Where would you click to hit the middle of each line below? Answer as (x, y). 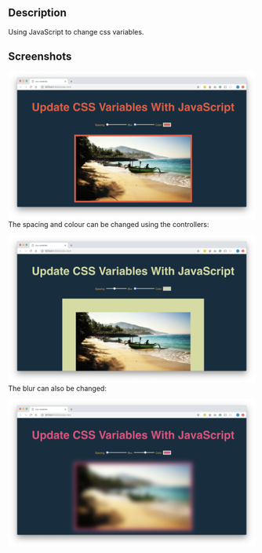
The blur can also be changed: (58, 389)
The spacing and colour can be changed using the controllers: (109, 224)
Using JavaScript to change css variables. (76, 31)
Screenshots (40, 57)
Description (37, 13)
